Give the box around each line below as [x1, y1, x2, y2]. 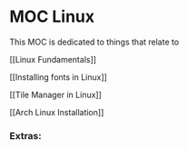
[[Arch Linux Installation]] [9, 106, 104, 117]
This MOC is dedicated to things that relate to [9, 36, 180, 47]
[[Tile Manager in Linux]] [9, 89, 103, 100]
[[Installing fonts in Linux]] [9, 71, 107, 83]
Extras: [9, 129, 43, 142]
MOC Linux [9, 6, 95, 27]
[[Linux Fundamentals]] [9, 54, 97, 65]
